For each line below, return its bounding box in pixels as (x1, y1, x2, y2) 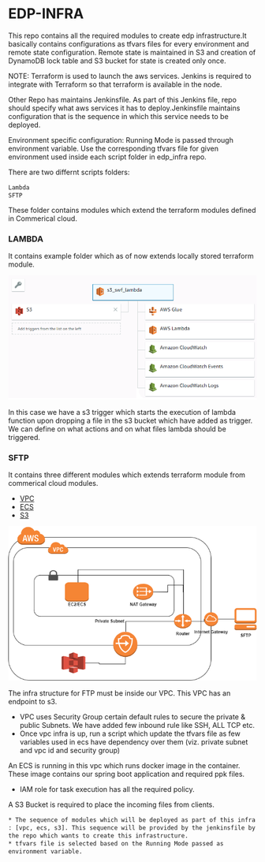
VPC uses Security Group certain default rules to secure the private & (19, 712, 246, 722)
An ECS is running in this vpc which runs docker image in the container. (8, 761, 241, 771)
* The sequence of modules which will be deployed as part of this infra (8, 816, 256, 824)
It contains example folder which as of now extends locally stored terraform (8, 252, 254, 261)
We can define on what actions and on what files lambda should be (8, 424, 226, 434)
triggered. (8, 432, 41, 442)
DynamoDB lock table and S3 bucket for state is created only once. (8, 56, 226, 65)
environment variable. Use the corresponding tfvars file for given (8, 144, 219, 153)
